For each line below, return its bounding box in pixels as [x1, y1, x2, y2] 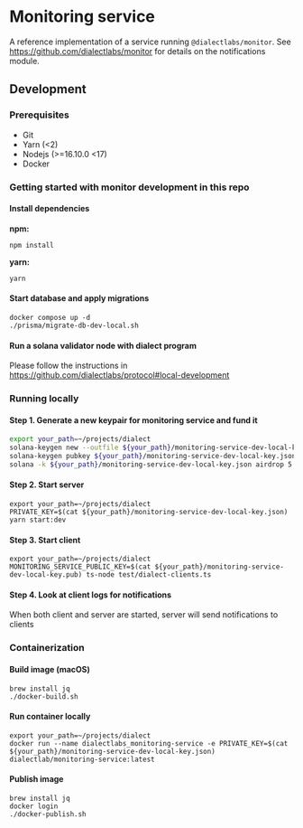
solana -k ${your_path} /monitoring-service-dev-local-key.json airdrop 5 [9, 459, 293, 469]
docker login [9, 802, 59, 811]
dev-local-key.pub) [9, 570, 83, 579]
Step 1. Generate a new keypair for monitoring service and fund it [9, 414, 259, 426]
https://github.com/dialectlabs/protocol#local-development [9, 370, 230, 381]
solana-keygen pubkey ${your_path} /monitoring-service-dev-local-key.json [9, 452, 297, 461]
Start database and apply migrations [9, 293, 150, 304]
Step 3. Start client [9, 534, 81, 545]
